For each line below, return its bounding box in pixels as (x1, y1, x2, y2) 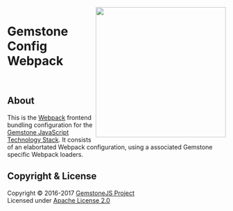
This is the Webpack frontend (7, 113, 92, 121)
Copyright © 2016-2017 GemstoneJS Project (7, 189, 135, 197)
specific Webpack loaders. (7, 150, 84, 158)
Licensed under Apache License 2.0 (7, 196, 111, 204)
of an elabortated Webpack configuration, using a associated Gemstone (7, 142, 213, 151)
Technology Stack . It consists (7, 135, 92, 144)
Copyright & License (7, 170, 97, 183)
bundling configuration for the (7, 121, 93, 129)
